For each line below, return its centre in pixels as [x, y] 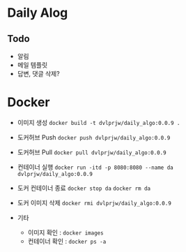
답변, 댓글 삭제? [39, 74]
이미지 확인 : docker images [65, 232]
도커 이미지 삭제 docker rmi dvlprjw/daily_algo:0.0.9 [94, 202]
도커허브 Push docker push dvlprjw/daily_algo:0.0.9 [94, 137]
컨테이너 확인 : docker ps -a [67, 241]
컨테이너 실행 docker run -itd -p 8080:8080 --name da [95, 167]
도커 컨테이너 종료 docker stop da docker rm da [84, 188]
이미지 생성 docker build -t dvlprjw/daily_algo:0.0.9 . [99, 122]
